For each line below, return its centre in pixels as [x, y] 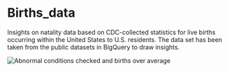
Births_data [41, 13]
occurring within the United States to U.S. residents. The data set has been [115, 39]
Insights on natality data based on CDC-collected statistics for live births [111, 32]
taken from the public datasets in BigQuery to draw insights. [94, 47]
